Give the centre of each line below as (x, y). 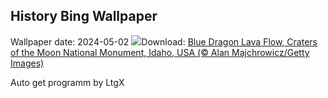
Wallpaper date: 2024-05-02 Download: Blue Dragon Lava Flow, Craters (164, 41)
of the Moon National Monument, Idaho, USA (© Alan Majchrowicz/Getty (160, 52)
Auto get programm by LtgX (67, 82)
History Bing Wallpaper (84, 16)
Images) (27, 63)
